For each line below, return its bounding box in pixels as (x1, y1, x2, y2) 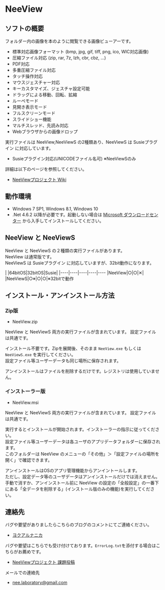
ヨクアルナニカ (12, 532, 43, 538)
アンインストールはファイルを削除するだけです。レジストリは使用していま (5, 368, 155, 374)
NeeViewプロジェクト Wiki (12, 177, 66, 183)
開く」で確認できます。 (5, 457, 53, 463)
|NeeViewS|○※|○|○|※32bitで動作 (5, 276, 74, 281)
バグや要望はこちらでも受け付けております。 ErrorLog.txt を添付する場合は (5, 543, 156, 549)
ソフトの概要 (5, 24, 44, 32)
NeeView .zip (12, 319, 38, 325)
